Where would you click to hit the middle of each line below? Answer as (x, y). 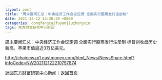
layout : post (18, 9)
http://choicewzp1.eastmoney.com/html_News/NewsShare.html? (70, 58)
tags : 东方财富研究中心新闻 (30, 28)
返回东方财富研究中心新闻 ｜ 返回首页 (41, 73)
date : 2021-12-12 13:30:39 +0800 (39, 18)
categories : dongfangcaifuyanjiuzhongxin (48, 23)
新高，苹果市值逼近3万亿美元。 (36, 48)
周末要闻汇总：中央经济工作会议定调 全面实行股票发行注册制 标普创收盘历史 (81, 42)
